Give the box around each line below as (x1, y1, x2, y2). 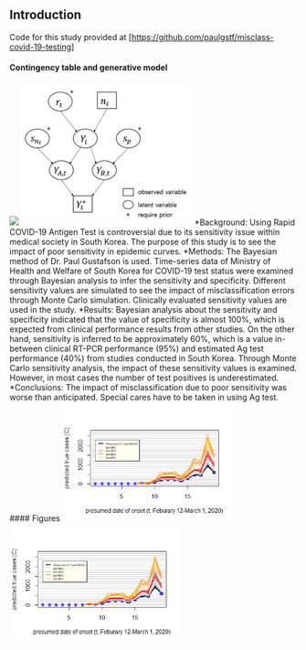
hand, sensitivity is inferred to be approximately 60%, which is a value (9, 333, 274, 344)
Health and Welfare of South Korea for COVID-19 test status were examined (9, 265, 294, 276)
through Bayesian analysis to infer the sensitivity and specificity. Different (9, 274, 286, 286)
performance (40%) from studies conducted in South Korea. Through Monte (9, 352, 297, 364)
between (9, 343, 43, 354)
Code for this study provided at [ (9, 31, 132, 42)
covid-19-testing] (9, 41, 75, 52)
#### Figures (9, 512, 61, 524)
